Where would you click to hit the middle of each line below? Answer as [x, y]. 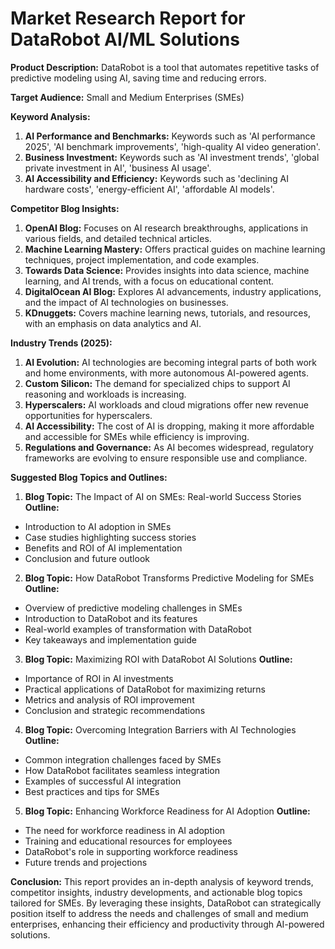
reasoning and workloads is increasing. [105, 394]
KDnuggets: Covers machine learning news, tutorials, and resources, [167, 313]
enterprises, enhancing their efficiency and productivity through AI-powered [167, 924]
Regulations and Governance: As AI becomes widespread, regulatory [169, 447]
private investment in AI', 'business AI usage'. [118, 168]
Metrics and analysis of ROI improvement [109, 699]
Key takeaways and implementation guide [110, 639]
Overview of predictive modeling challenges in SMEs [133, 608]
